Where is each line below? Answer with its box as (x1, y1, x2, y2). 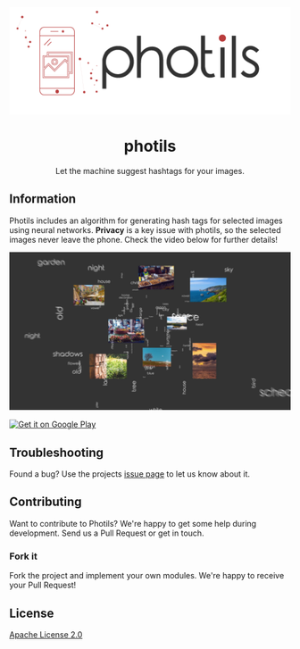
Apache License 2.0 (9, 628, 83, 640)
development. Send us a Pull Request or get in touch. (9, 528, 204, 538)
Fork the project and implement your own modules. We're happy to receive (9, 570, 285, 581)
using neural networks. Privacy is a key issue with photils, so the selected (9, 224, 281, 235)
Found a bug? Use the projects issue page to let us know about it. (9, 469, 251, 479)
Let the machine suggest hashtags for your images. (54, 165, 246, 176)
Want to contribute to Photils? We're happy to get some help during (9, 518, 257, 528)
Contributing (9, 495, 82, 510)
